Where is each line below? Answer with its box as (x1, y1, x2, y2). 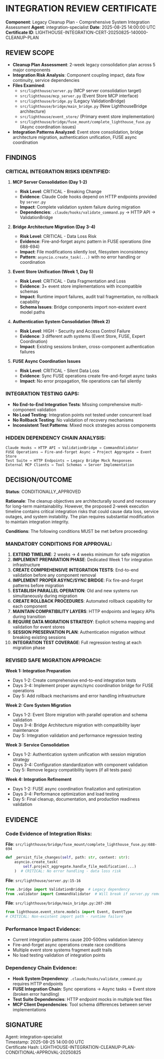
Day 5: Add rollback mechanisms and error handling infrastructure (12, 693, 146, 699)
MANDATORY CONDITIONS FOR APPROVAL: (5, 540, 112, 547)
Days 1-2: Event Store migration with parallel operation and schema (12, 712, 147, 718)
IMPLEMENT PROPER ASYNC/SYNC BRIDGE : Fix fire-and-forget (12, 577, 143, 583)
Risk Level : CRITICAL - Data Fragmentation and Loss (19, 278, 126, 284)
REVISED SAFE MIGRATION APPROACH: (5, 657, 102, 664)
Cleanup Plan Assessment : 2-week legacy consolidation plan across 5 (12, 61, 156, 67)
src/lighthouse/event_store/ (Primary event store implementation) (19, 113, 155, 119)
